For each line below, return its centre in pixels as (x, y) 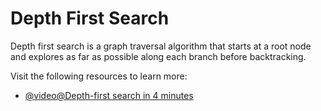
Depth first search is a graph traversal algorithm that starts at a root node (161, 46)
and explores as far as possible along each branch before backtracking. (158, 56)
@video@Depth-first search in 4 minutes (109, 95)
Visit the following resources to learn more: (99, 76)
